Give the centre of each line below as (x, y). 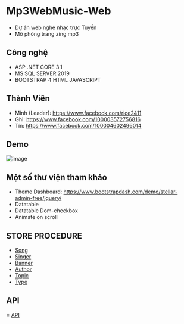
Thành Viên (28, 99)
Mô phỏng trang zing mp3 (47, 33)
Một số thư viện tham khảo (57, 177)
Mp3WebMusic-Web (59, 11)
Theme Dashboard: (38, 192)
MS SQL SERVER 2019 (42, 73)
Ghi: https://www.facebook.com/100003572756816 (78, 119)
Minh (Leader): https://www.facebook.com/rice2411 (78, 113)
